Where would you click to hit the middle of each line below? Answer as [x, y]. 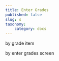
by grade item [20, 43]
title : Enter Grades [27, 10]
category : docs [31, 29]
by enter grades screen [30, 53]
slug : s [13, 19]
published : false [24, 15]
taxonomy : [16, 24]
